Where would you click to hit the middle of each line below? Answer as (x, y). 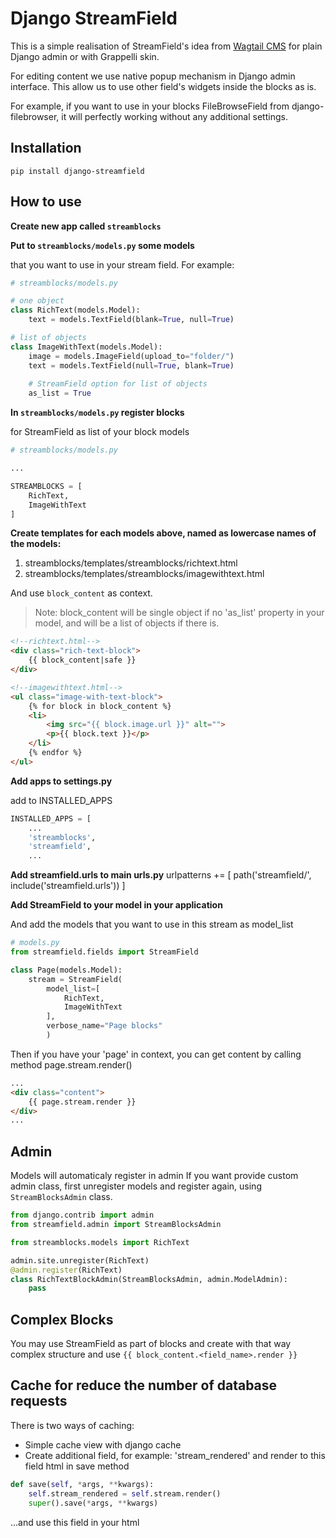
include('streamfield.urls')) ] (68, 886)
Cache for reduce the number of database (144, 1385)
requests (39, 1401)
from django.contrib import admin (82, 1215)
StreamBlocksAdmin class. (61, 1197)
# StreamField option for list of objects (118, 384)
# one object (37, 301)
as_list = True (60, 393)
